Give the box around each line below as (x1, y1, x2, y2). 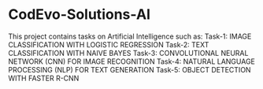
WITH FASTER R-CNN (8, 73, 80, 83)
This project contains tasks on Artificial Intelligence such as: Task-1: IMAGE (8, 32, 252, 41)
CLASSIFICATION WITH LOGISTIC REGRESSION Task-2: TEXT (8, 39, 209, 49)
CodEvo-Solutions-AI (8, 6, 151, 24)
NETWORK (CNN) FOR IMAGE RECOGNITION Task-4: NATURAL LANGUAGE (8, 57, 256, 66)
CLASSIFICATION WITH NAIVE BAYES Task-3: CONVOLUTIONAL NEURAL (8, 48, 249, 57)
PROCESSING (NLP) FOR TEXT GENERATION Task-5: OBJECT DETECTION (8, 65, 251, 74)
